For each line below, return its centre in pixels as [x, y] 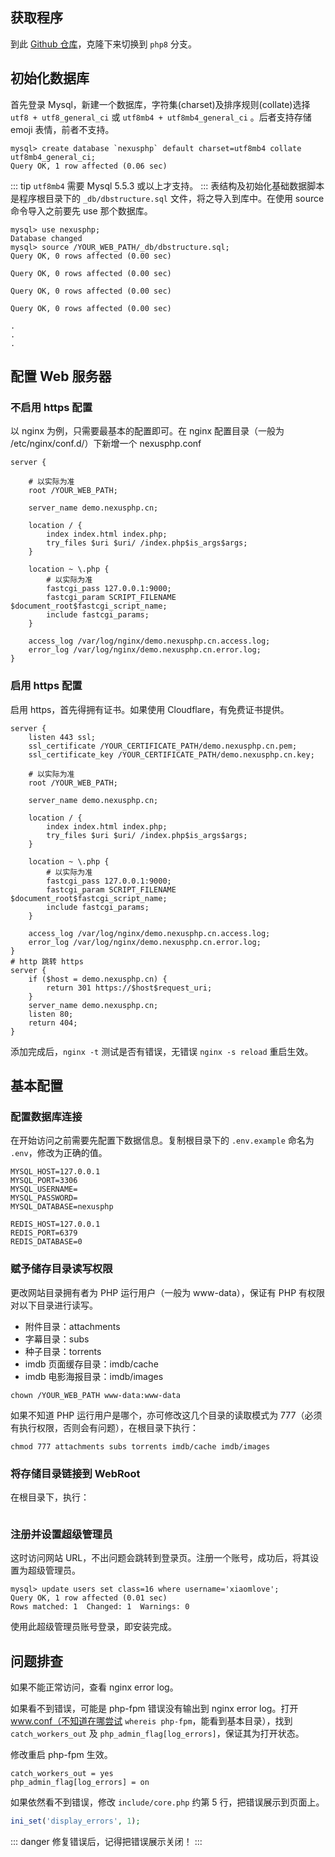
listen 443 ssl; [62, 737]
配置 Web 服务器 [61, 376]
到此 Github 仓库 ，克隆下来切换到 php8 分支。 [103, 44]
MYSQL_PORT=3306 [44, 1181]
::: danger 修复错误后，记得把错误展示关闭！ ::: [106, 1841]
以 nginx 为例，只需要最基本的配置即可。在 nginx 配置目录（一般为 [147, 431]
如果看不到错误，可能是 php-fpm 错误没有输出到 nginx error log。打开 [154, 1708]
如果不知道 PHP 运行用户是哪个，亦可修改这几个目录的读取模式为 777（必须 [166, 1415]
